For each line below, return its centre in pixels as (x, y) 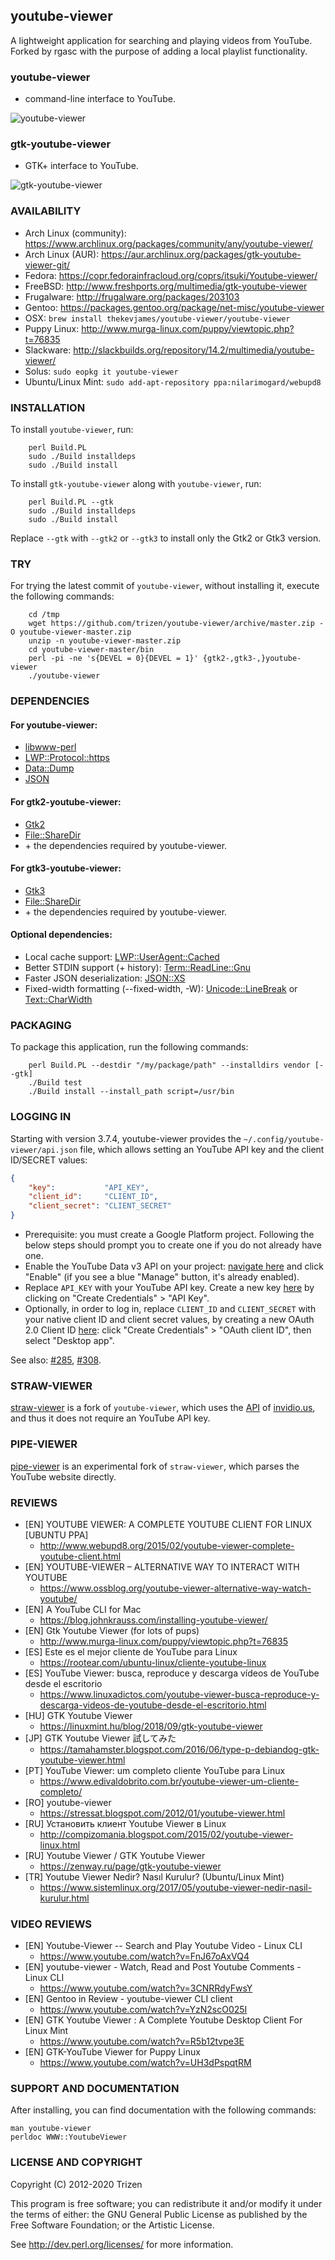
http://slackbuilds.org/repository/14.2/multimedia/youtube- (194, 350)
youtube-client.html (80, 1556)
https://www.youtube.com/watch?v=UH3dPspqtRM (145, 2063)
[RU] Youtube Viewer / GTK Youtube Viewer (115, 1855)
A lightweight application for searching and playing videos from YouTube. (161, 40)
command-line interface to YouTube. (100, 99)
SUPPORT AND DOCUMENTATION (95, 2089)
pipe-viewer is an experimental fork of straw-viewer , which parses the (155, 1466)
